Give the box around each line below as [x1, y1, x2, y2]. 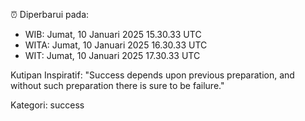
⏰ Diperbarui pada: [10, 9, 90, 20]
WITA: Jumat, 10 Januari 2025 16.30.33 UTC [24, 39, 208, 51]
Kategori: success [10, 99, 85, 111]
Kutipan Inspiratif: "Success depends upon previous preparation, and [10, 69, 295, 81]
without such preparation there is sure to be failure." [10, 80, 225, 91]
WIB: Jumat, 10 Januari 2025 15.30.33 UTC [24, 29, 202, 40]
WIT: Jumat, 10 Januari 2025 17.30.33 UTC [24, 50, 201, 61]
